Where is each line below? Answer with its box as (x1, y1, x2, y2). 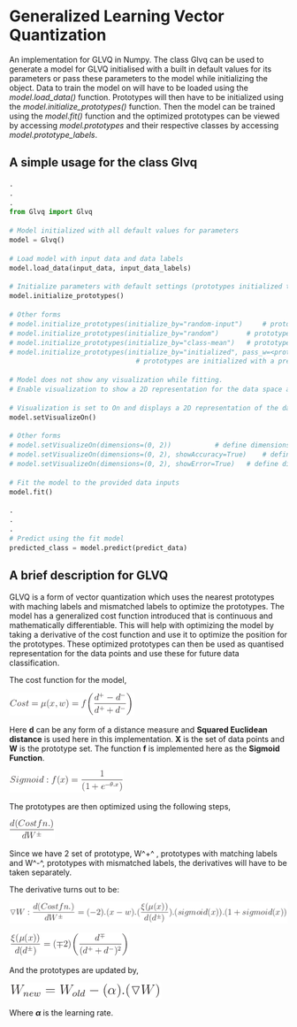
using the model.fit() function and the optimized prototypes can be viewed (9, 111, 280, 121)
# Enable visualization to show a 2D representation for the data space (9, 385, 283, 394)
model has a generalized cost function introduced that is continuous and (9, 610, 273, 621)
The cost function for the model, (9, 674, 127, 685)
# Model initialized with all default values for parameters (9, 226, 240, 235)
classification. (9, 657, 60, 668)
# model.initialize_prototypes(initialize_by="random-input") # (9, 319, 267, 328)
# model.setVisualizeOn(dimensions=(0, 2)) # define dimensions (9, 441, 291, 450)
